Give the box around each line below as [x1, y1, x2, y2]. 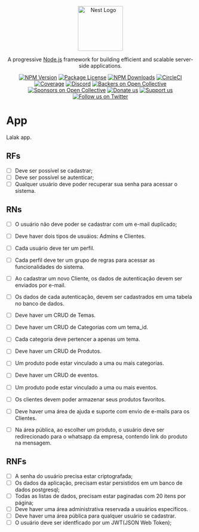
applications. [90, 62, 123, 69]
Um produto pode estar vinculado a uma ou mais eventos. [14, 383, 158, 391]
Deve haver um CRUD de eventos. [14, 371, 99, 379]
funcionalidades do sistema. [14, 264, 85, 270]
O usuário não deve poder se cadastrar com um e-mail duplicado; [14, 220, 177, 228]
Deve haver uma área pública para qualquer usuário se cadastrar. [14, 512, 176, 519]
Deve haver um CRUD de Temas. [14, 312, 96, 319]
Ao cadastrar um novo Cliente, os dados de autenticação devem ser [14, 275, 183, 282]
